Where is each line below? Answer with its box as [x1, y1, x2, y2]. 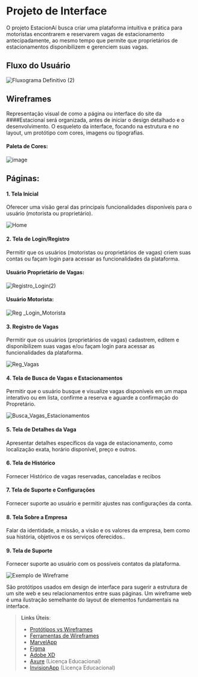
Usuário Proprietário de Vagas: [6, 269, 85, 276]
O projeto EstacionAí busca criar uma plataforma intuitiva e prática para [6, 24, 182, 31]
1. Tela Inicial [6, 190, 39, 197]
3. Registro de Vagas [6, 323, 59, 330]
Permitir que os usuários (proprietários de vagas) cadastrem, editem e [6, 336, 179, 343]
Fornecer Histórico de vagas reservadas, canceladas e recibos [6, 472, 161, 480]
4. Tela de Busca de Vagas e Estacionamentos [6, 374, 123, 382]
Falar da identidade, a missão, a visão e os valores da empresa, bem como [6, 527, 190, 534]
